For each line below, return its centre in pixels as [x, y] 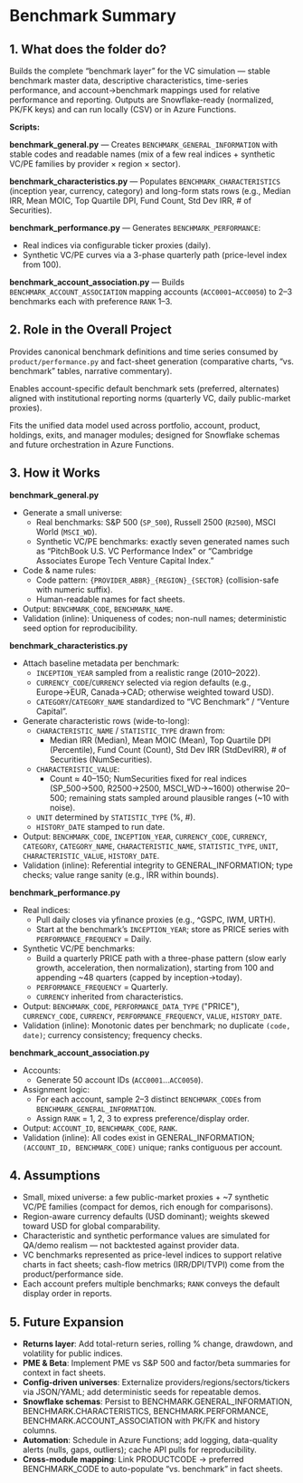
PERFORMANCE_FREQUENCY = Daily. [94, 939]
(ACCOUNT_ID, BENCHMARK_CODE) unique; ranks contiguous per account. [152, 1147]
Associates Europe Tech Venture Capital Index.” [125, 560]
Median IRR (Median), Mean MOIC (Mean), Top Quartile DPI [160, 740]
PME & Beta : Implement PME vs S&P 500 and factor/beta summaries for [156, 1363]
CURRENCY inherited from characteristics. [109, 997]
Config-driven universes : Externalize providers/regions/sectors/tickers [156, 1382]
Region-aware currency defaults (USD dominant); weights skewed [146, 1217]
